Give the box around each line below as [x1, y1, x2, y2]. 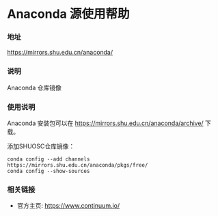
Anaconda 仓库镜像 [7, 83, 62, 92]
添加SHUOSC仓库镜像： [7, 142, 75, 150]
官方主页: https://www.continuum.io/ [16, 202, 120, 210]
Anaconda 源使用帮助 [7, 6, 130, 22]
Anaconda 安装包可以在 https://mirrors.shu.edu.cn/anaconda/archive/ [7, 119, 204, 127]
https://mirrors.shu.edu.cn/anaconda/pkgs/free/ [7, 162, 148, 169]
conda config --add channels [7, 156, 90, 163]
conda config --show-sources [7, 168, 90, 175]
